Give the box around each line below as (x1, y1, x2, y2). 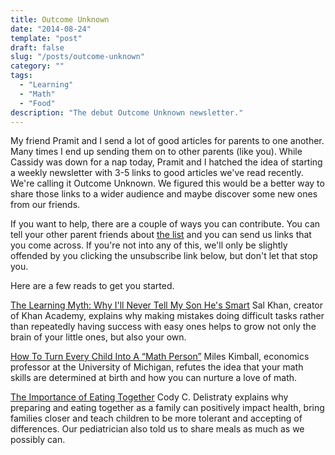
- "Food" (19, 98, 56, 108)
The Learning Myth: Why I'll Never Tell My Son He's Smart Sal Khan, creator (10, 299, 324, 311)
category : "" (10, 61, 65, 71)
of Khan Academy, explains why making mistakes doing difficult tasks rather (10, 310, 325, 322)
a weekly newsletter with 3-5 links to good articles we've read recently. (10, 167, 304, 179)
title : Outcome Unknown (10, 14, 110, 25)
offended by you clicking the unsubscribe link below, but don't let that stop (10, 250, 318, 262)
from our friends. (10, 199, 81, 211)
